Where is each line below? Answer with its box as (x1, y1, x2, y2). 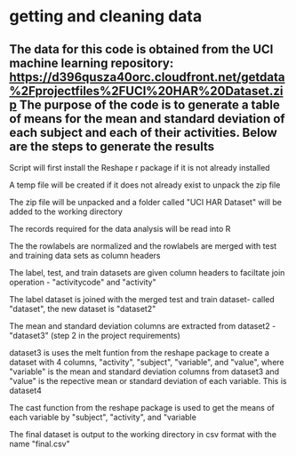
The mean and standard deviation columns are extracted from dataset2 (9, 321, 270, 331)
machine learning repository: (9, 55, 174, 70)
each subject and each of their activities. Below (9, 124, 277, 140)
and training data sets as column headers (9, 251, 161, 260)
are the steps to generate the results (9, 139, 215, 154)
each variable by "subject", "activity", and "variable (9, 412, 197, 422)
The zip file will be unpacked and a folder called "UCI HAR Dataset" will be (9, 197, 283, 207)
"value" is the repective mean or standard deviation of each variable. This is (9, 376, 287, 386)
